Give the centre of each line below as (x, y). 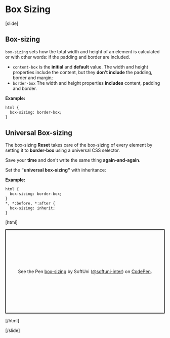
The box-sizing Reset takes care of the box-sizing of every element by (79, 145)
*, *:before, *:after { (30, 203)
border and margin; (33, 78)
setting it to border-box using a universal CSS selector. (63, 150)
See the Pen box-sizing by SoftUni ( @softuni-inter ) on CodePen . (85, 272)
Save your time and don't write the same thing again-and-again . (73, 160)
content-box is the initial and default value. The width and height (80, 66)
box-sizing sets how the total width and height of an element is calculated (82, 51)
